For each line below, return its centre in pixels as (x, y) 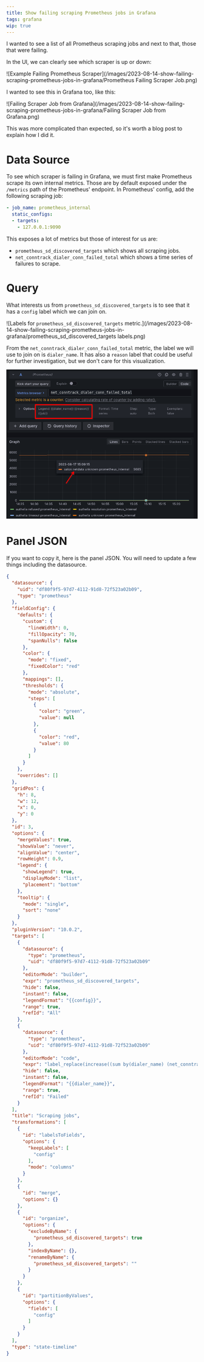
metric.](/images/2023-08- (158, 323)
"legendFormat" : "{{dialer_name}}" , (69, 1084)
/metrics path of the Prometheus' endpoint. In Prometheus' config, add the (100, 189)
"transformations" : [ (39, 1122)
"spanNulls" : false (53, 641)
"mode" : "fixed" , (50, 660)
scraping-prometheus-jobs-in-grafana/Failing (63, 110)
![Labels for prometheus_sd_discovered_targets (65, 323)
